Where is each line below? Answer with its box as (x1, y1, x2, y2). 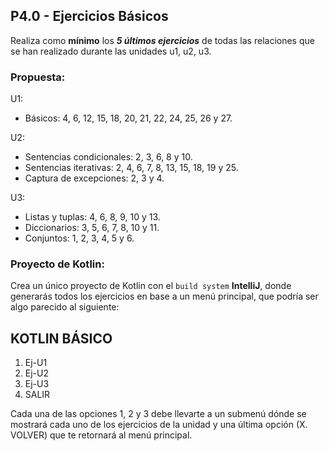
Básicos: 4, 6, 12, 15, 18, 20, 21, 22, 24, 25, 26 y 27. (24, 112, 233, 124)
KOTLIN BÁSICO (10, 330, 113, 347)
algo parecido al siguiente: (10, 301, 120, 313)
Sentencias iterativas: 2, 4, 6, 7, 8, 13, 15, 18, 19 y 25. (24, 162, 239, 174)
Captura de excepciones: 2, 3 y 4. (24, 172, 165, 184)
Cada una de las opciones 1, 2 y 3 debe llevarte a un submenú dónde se (10, 408, 307, 420)
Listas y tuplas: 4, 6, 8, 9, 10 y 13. (24, 211, 161, 223)
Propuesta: (10, 70, 66, 84)
